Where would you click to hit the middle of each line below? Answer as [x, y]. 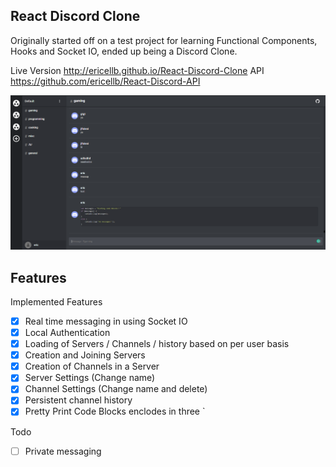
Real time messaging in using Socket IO [106, 321]
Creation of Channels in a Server [92, 366]
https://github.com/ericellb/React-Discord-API [105, 81]
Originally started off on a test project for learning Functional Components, [164, 40]
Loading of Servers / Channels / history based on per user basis [157, 344]
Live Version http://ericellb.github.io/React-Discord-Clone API [137, 70]
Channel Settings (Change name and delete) [116, 389]
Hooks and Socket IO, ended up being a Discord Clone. [124, 51]
